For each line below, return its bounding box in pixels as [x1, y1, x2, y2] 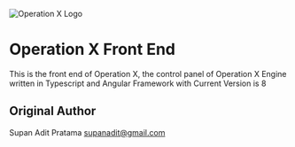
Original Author [9, 104, 97, 119]
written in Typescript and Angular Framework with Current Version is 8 [9, 78, 267, 89]
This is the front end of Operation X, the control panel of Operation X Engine [9, 68, 287, 79]
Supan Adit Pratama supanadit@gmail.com [9, 127, 166, 137]
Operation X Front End [9, 40, 175, 59]
